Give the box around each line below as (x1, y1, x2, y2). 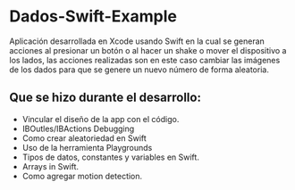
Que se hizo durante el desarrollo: (9, 90, 201, 105)
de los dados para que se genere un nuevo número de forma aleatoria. (9, 64, 270, 75)
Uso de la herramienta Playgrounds (21, 142, 153, 153)
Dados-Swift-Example (9, 6, 177, 27)
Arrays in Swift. (21, 161, 79, 171)
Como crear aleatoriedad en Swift (21, 132, 147, 144)
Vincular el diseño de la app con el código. (21, 113, 180, 124)
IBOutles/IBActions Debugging (21, 123, 135, 134)
